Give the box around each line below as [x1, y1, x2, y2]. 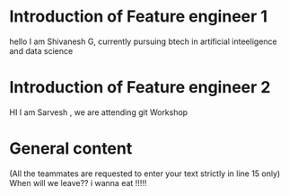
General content [9, 138, 133, 159]
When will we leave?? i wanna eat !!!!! [9, 177, 147, 188]
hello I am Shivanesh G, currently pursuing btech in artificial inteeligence [9, 36, 277, 47]
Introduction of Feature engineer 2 [9, 77, 271, 98]
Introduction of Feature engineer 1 [9, 6, 267, 27]
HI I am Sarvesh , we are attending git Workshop [9, 106, 188, 118]
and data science [9, 45, 74, 56]
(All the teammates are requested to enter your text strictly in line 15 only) [9, 168, 281, 179]
